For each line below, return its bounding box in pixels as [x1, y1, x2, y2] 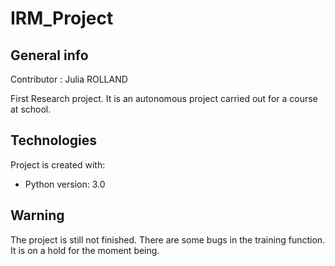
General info [10, 47, 89, 64]
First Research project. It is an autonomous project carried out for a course [10, 93, 318, 104]
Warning [10, 207, 65, 224]
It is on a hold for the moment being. [10, 244, 160, 256]
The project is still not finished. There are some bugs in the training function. [10, 233, 326, 246]
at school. [10, 103, 52, 115]
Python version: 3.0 [24, 178, 106, 190]
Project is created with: [10, 158, 106, 171]
